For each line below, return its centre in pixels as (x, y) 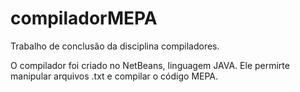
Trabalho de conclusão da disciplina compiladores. (115, 46)
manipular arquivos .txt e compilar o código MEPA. (114, 76)
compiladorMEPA (84, 18)
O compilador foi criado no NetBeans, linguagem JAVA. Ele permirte (150, 65)
